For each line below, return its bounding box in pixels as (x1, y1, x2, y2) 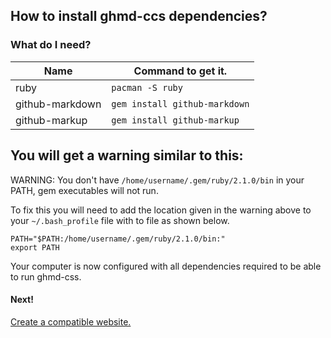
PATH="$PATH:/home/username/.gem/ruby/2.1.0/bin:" (10, 234, 226, 244)
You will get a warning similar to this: (10, 147, 244, 164)
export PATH (10, 242, 60, 253)
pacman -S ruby (111, 82, 183, 93)
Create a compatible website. (10, 315, 132, 328)
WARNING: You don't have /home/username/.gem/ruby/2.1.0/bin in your (10, 174, 305, 186)
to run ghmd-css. (10, 270, 82, 283)
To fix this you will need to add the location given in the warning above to (10, 204, 312, 216)
